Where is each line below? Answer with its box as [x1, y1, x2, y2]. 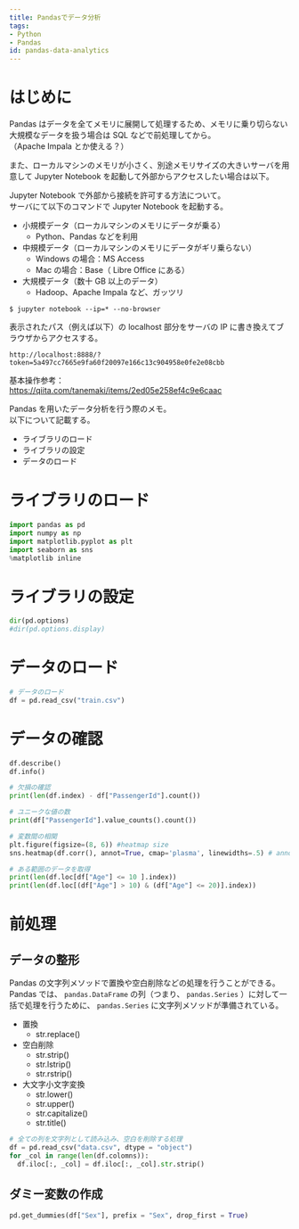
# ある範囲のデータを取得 [9, 864, 91, 874]
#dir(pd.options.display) [9, 625, 105, 634]
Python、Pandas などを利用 [35, 231, 138, 242]
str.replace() [35, 1029, 81, 1040]
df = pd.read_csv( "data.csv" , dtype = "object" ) [9, 1143, 193, 1152]
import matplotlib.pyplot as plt [9, 537, 133, 546]
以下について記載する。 [9, 415, 95, 425]
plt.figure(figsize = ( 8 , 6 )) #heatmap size [9, 840, 169, 849]
